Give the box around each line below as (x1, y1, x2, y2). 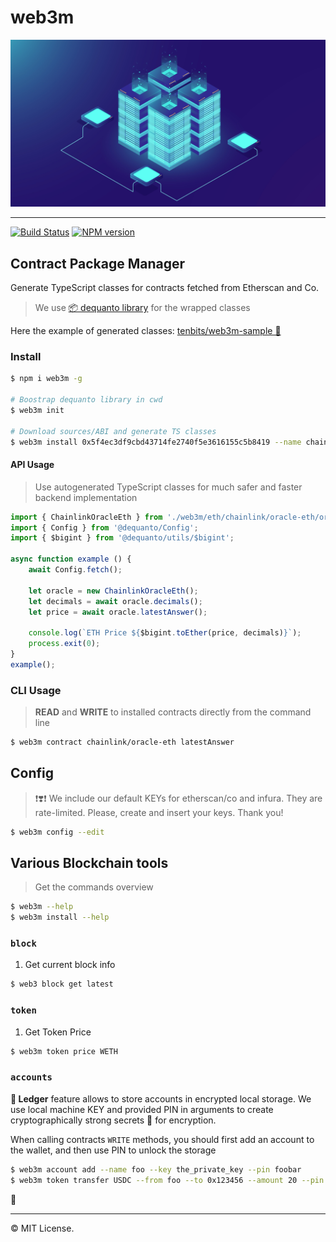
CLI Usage (10, 683, 62, 697)
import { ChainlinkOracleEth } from (10, 512, 163, 522)
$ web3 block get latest (10, 979, 114, 990)
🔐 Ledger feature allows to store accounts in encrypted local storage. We (10, 1092, 312, 1105)
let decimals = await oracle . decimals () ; (28, 596, 203, 606)
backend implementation (34, 491, 138, 503)
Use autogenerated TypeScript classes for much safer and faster (34, 481, 303, 493)
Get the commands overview (34, 881, 154, 893)
